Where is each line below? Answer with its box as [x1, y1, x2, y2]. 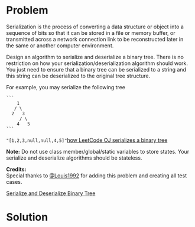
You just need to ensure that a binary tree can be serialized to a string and [6, 66, 186, 73]
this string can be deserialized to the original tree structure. [6, 72, 151, 79]
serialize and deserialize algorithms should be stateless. [6, 154, 142, 161]
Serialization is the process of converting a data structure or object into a [6, 23, 184, 30]
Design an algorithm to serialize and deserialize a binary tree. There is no [6, 53, 184, 60]
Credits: [6, 166, 27, 173]
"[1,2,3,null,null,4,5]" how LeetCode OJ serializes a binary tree [6, 137, 168, 144]
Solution [6, 210, 48, 224]
